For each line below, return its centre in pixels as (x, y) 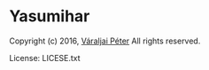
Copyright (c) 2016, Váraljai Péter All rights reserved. (105, 41)
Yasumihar (50, 16)
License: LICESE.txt (45, 58)
